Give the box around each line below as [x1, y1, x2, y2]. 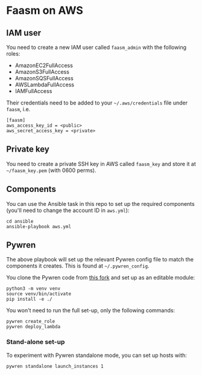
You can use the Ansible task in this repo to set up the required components [6, 200, 195, 207]
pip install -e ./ [6, 296, 52, 303]
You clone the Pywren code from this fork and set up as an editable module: [6, 274, 195, 281]
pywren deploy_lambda [6, 324, 61, 330]
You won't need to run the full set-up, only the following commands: [6, 307, 175, 314]
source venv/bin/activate [6, 291, 71, 297]
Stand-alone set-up [6, 338, 65, 346]
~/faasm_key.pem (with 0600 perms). [6, 167, 96, 174]
